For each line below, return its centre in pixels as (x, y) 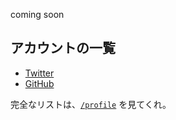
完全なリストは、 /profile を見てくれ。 (91, 104)
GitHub (39, 83)
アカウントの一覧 (63, 48)
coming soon (37, 14)
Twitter (39, 73)
